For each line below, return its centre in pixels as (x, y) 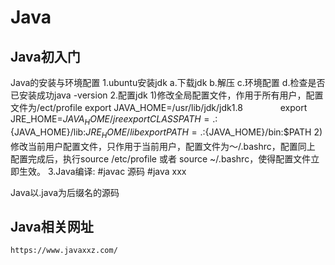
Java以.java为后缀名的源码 (65, 192)
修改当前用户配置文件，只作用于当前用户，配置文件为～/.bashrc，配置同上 (163, 146)
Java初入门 (45, 56)
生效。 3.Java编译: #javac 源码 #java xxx (102, 171)
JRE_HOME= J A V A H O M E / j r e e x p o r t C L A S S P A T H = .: (114, 120)
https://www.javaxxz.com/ (64, 251)
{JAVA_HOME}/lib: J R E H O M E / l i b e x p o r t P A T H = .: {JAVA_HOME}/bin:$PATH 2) (166, 133)
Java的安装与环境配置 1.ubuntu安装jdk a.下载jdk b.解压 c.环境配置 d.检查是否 (168, 82)
